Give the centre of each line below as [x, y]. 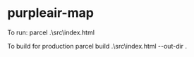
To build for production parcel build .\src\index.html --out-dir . [97, 46]
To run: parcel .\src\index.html [51, 32]
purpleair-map [50, 13]
